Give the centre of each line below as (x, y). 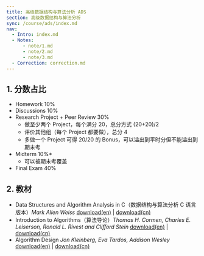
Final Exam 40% (36, 168)
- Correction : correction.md (49, 63)
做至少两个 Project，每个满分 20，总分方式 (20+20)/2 (92, 124)
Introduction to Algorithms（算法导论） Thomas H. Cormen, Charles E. (103, 220)
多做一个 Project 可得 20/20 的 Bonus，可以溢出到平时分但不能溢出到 (111, 140)
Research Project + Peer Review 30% (62, 117)
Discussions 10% (37, 111)
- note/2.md (37, 52)
